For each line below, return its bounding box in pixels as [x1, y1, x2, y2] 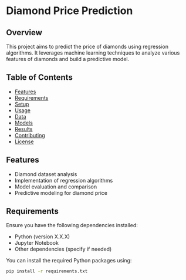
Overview [6, 28, 43, 38]
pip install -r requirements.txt [6, 268, 88, 274]
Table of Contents [6, 72, 73, 83]
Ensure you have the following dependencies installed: [6, 222, 138, 229]
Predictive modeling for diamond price [14, 189, 107, 196]
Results [14, 125, 33, 133]
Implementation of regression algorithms [14, 177, 113, 184]
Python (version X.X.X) [14, 233, 70, 240]
